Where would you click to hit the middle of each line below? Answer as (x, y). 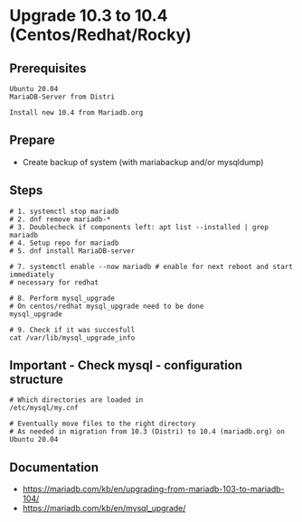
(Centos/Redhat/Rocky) (100, 35)
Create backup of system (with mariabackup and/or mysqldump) (143, 162)
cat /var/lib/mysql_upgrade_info (72, 338)
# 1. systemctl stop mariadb (64, 211)
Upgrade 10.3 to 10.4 (89, 16)
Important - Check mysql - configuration (126, 365)
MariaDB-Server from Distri (62, 97)
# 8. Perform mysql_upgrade (62, 298)
